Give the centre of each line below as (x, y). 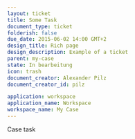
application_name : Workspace (49, 103)
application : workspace (42, 97)
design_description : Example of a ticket (68, 53)
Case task (21, 129)
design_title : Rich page (43, 46)
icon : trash (24, 71)
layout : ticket (29, 13)
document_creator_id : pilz (46, 84)
